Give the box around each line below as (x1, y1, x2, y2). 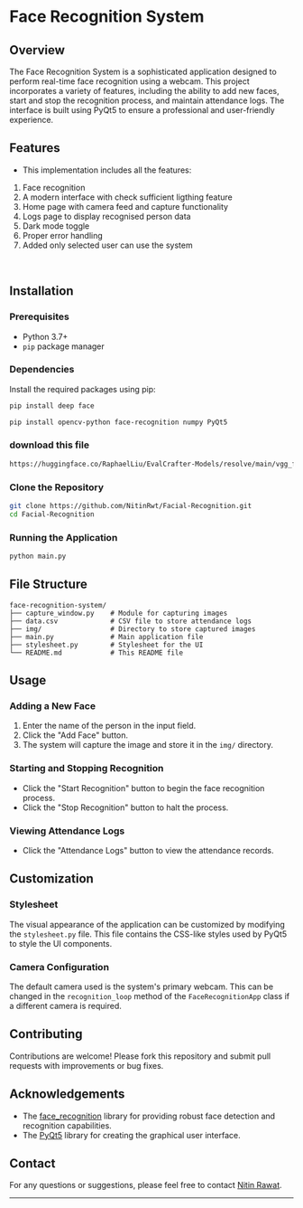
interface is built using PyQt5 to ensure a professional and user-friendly (9, 105, 275, 115)
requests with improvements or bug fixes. (9, 1060, 164, 1071)
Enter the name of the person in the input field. (22, 721, 197, 731)
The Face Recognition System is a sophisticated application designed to (9, 66, 277, 77)
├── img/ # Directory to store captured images (9, 624, 256, 634)
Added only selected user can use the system (22, 240, 193, 250)
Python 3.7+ (22, 331, 69, 342)
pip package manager (22, 341, 106, 352)
